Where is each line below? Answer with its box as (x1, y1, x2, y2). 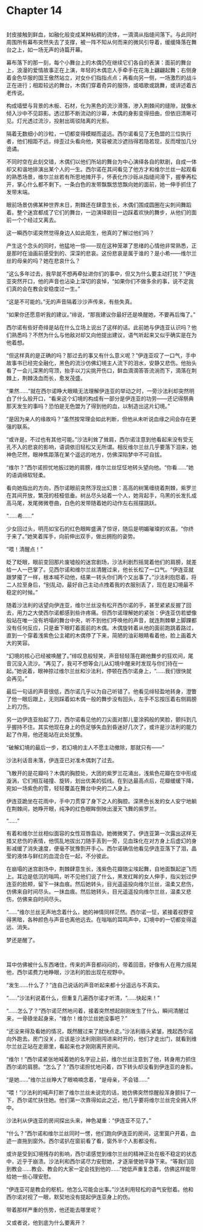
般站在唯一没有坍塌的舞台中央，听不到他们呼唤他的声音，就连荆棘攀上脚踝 (6, 616, 192, 624)
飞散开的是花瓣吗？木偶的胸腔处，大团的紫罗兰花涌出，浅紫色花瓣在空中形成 (6, 769, 197, 777)
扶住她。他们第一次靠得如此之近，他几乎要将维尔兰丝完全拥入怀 (37, 1096, 197, 1104)
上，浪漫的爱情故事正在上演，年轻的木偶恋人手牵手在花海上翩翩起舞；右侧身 (6, 66, 197, 73)
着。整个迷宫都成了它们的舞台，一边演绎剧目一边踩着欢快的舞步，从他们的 (6, 208, 192, 216)
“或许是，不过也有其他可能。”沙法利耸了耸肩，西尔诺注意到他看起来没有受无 (6, 435, 194, 443)
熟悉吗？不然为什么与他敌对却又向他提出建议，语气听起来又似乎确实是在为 (11, 331, 197, 338)
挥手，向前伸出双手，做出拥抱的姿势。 (43, 532, 139, 539)
